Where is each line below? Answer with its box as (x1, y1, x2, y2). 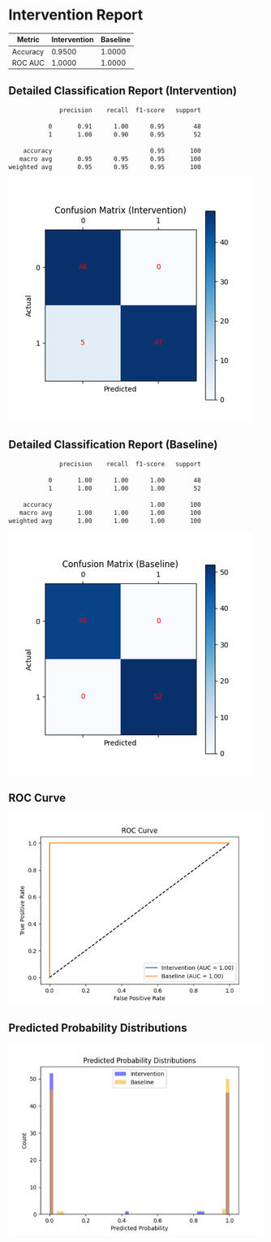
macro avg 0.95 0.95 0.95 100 (19, 155, 201, 163)
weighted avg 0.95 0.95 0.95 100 (8, 163, 201, 171)
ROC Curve (8, 791, 67, 805)
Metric (16, 35, 41, 45)
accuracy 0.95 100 (23, 147, 201, 155)
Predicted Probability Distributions (8, 1021, 187, 1035)
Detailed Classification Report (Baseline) (8, 437, 218, 452)
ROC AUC (11, 58, 45, 67)
